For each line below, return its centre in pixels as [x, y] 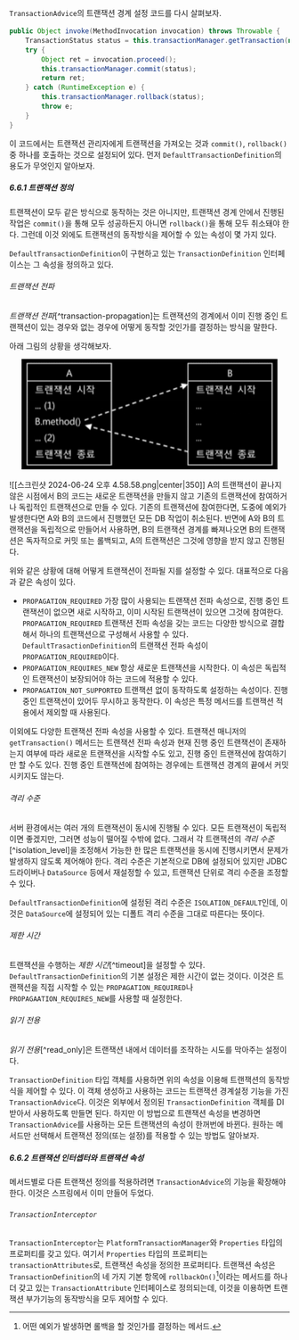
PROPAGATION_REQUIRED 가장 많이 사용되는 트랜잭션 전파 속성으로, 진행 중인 [151, 601]
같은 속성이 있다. [47, 582]
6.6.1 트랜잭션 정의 [41, 188]
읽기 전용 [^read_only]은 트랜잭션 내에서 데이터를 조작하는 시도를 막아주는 [137, 1050]
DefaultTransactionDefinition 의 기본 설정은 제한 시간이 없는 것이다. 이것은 [142, 976]
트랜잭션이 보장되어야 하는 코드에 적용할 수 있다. [115, 679]
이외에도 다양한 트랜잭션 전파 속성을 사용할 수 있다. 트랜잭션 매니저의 [128, 732]
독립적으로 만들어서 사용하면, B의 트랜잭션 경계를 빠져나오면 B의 [151, 530]
